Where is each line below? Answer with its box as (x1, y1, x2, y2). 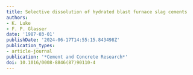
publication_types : (6, 43, 55, 49)
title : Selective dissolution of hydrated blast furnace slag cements (6, 8, 188, 15)
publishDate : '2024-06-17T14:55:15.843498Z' (6, 37, 120, 43)
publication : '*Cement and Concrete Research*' (6, 54, 128, 60)
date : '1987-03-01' (6, 31, 55, 37)
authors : (6, 15, 28, 21)
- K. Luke (6, 20, 31, 26)
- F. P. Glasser (6, 25, 47, 32)
